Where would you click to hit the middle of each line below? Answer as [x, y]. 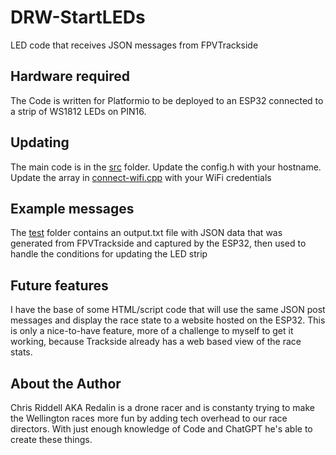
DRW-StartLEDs [78, 17]
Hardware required [70, 76]
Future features [59, 285]
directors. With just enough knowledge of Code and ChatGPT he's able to [161, 429]
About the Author [66, 383]
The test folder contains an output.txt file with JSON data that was [146, 233]
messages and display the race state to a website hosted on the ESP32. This [168, 320]
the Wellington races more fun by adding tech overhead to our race [149, 418]
